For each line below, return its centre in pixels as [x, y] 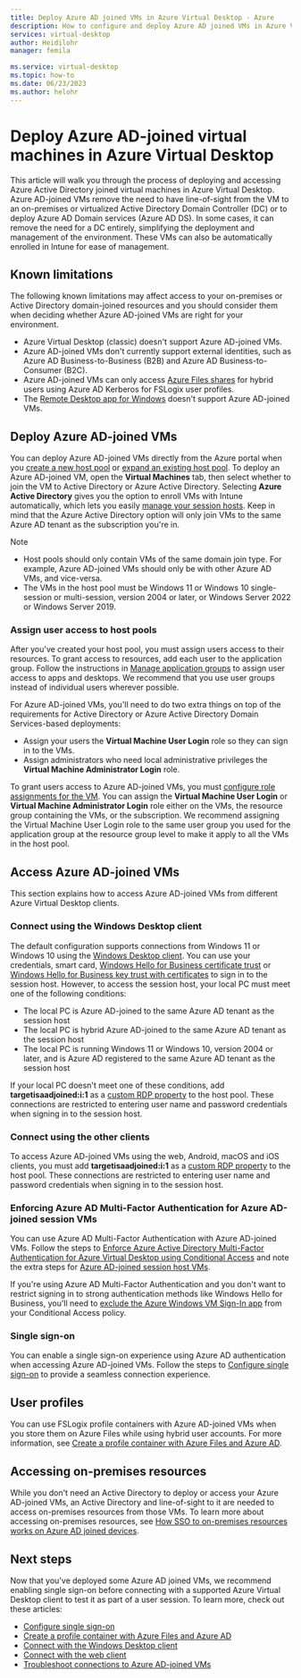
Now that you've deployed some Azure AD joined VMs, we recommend [141, 1581]
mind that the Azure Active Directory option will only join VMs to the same [146, 515]
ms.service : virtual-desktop [64, 67]
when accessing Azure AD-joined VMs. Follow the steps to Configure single [150, 1365]
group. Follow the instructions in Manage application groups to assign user [147, 668]
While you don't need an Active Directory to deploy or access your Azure [145, 1493]
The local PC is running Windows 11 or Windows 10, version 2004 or [148, 1048]
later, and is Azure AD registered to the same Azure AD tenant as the [149, 1058]
